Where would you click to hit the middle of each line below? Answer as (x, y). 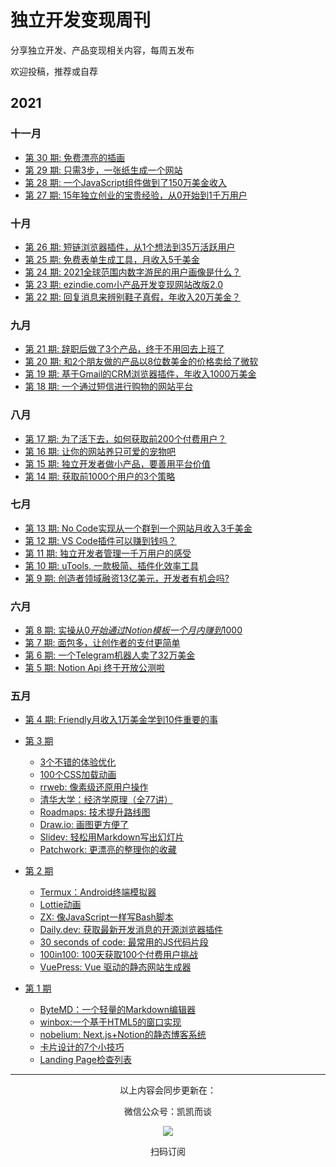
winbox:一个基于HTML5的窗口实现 (110, 1022)
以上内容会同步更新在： (168, 1090)
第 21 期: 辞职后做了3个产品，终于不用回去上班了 (124, 349)
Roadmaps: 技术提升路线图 (95, 812)
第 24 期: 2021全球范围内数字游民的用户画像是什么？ (133, 272)
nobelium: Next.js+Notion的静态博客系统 (123, 1035)
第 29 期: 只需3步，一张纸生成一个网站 (103, 170)
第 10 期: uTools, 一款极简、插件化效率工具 (112, 565)
